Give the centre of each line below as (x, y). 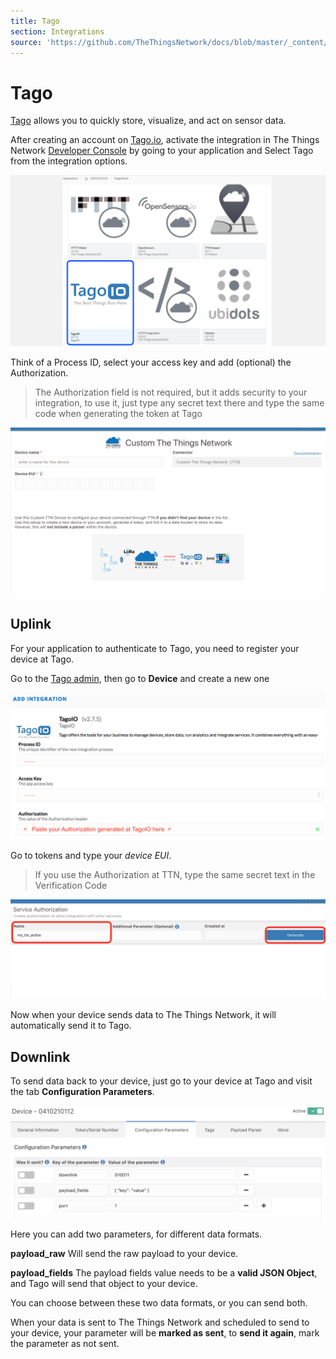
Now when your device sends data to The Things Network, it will (143, 1015)
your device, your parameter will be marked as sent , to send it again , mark (165, 1333)
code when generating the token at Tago (118, 414)
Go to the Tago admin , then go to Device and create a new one (140, 678)
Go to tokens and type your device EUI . (91, 856)
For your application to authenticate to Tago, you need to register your (155, 648)
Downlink (40, 1056)
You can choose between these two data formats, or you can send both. (159, 1303)
